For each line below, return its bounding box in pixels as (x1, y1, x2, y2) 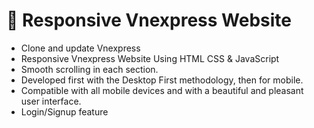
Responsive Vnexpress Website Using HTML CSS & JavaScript (20, 52, 280, 64)
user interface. (20, 95, 82, 107)
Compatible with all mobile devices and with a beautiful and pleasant (20, 84, 304, 96)
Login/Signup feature (20, 105, 109, 118)
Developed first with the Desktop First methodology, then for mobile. (20, 74, 304, 86)
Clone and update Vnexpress (20, 42, 141, 54)
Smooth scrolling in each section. (20, 63, 159, 75)
